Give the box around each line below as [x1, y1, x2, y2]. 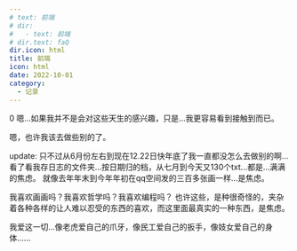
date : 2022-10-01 [9, 71, 74, 80]
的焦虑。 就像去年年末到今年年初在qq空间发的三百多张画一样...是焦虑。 [9, 172, 269, 183]
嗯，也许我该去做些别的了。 [9, 131, 111, 142]
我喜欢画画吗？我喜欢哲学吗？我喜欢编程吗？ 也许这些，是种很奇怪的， [9, 192, 269, 202]
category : [9, 79, 46, 88]
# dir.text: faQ [9, 37, 69, 47]
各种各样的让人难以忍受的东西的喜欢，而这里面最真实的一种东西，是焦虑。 [16, 202, 290, 213]
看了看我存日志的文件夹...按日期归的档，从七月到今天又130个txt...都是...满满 [9, 161, 286, 172]
